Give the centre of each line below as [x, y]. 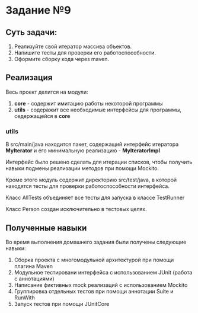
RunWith [24, 298]
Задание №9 [39, 10]
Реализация [29, 78]
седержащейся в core [42, 116]
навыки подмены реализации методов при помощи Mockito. [82, 168]
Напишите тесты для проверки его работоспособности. [85, 53]
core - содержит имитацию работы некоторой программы [89, 103]
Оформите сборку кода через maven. [62, 59]
